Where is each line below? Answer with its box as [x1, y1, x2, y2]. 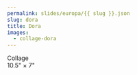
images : [7, 29, 29, 36]
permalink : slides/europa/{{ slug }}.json [7, 10, 130, 17]
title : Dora [7, 22, 41, 29]
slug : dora [7, 16, 38, 23]
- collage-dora [13, 35, 57, 42]
